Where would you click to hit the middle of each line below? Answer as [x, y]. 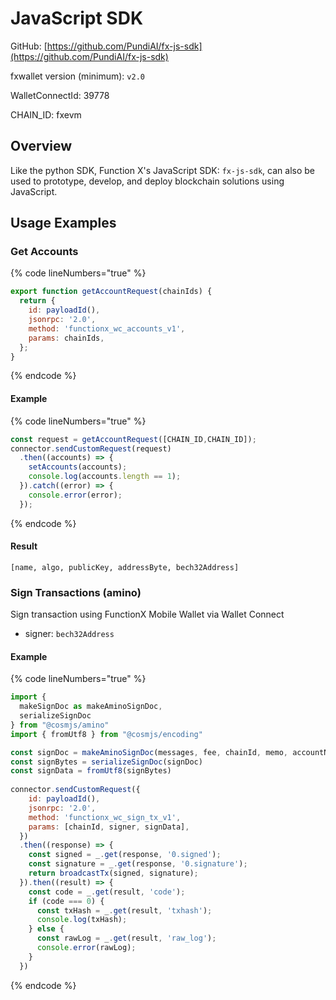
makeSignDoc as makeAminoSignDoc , [91, 707]
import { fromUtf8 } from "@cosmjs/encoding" [106, 734]
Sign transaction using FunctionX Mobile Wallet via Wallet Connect [147, 614]
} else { [46, 929]
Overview [41, 146]
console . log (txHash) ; [82, 920]
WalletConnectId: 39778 [60, 95]
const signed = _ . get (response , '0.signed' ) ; [125, 855]
